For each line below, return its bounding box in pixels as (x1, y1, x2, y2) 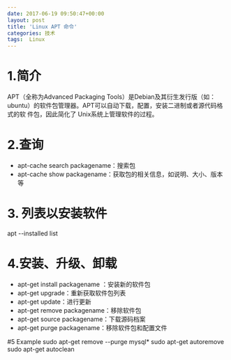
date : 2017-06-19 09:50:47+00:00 (7, 10, 105, 17)
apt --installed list (7, 229, 58, 237)
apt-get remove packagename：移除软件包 (17, 306, 142, 314)
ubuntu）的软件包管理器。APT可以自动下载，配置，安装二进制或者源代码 (7, 102, 217, 110)
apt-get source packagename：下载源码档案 (17, 315, 146, 323)
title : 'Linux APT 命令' (7, 23, 77, 30)
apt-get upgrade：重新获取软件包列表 (17, 288, 126, 297)
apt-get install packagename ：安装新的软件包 (17, 280, 151, 288)
